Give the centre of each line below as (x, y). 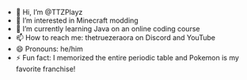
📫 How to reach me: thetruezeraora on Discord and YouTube (116, 38)
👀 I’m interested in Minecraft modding (77, 20)
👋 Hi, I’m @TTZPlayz (49, 12)
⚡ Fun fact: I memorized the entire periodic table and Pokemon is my (127, 58)
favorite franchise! (46, 69)
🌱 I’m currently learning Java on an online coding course (108, 29)
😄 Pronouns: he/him (49, 49)
